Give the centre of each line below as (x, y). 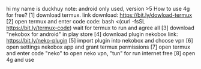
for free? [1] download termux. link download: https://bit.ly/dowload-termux (99, 15)
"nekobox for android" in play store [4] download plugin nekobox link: (92, 34)
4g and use (20, 60)
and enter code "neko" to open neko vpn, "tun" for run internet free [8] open (101, 53)
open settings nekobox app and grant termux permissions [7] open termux (98, 47)
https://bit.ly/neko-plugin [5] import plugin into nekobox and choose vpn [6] (100, 40)
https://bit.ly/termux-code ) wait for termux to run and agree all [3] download (100, 28)
